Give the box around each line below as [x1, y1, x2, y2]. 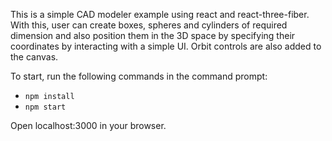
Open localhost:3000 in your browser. [10, 120, 167, 131]
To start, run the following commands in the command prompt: [10, 70, 268, 82]
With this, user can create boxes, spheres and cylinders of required [10, 19, 288, 31]
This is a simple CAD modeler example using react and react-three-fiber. [10, 9, 310, 20]
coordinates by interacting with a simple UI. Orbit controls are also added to [10, 40, 322, 52]
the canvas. [10, 51, 59, 63]
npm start [24, 102, 67, 112]
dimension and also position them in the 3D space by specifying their [10, 30, 296, 41]
